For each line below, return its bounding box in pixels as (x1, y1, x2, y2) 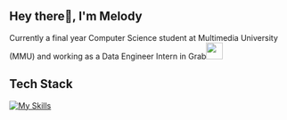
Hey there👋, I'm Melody (9, 9, 143, 24)
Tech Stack (9, 76, 73, 92)
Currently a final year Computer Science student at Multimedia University (9, 32, 278, 43)
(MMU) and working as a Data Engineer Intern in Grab (9, 51, 207, 61)
